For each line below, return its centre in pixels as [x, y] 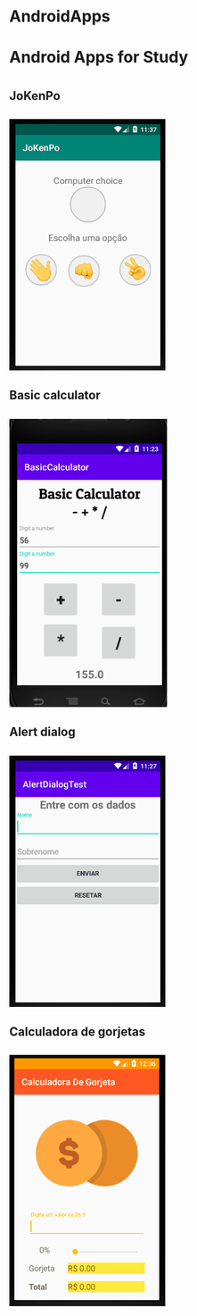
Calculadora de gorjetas [77, 1031]
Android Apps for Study [99, 58]
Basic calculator [55, 395]
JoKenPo [35, 96]
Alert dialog [42, 732]
